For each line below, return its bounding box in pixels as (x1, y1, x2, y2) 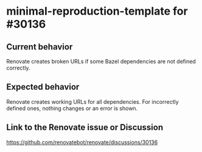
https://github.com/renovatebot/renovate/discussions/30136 (6, 139, 158, 146)
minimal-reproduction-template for (6, 4, 188, 18)
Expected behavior (6, 82, 80, 92)
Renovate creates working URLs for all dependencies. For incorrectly (6, 98, 179, 105)
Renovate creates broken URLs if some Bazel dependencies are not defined (6, 58, 196, 65)
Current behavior (6, 42, 73, 52)
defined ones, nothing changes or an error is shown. (6, 104, 138, 112)
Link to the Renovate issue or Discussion (6, 122, 163, 132)
